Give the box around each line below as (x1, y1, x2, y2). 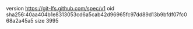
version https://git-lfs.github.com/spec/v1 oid (6, 5, 115, 12)
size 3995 (34, 17, 59, 24)
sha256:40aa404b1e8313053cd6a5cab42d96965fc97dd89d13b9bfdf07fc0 (6, 11, 188, 18)
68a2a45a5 (6, 17, 34, 24)
